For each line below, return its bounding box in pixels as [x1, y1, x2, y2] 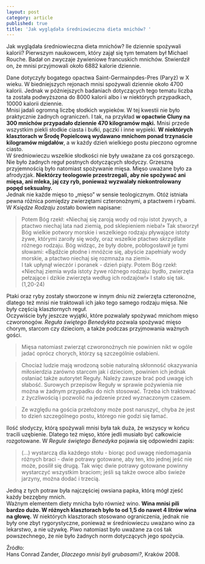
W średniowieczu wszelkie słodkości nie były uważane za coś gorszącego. [6, 152, 195, 159]
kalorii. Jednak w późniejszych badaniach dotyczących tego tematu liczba [6, 87, 193, 95]
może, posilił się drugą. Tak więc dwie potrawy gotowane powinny [21, 462, 189, 469]
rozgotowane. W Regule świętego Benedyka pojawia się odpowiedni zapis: [6, 438, 195, 445]
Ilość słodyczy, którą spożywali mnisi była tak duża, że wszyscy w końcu [6, 424, 190, 431]
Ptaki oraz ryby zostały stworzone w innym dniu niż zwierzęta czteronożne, [6, 293, 196, 300]
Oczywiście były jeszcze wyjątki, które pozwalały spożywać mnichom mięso [6, 312, 198, 320]
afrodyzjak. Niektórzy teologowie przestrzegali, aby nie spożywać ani [6, 172, 186, 179]
